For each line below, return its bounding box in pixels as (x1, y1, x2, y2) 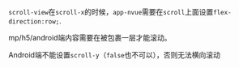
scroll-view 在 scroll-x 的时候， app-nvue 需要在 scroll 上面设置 (8, 7, 214, 16)
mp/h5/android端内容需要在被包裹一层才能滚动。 (8, 33, 172, 42)
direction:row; (8, 18, 60, 26)
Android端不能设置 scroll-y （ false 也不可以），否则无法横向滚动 (8, 50, 220, 59)
